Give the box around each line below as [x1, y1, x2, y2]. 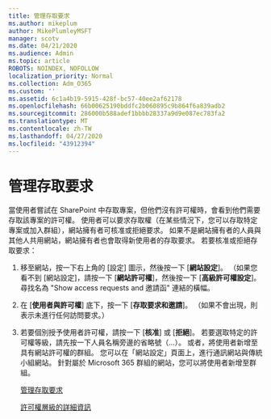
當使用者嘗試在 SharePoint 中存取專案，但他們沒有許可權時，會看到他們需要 [8, 205, 261, 215]
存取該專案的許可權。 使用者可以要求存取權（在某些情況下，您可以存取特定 [8, 215, 258, 225]
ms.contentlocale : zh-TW [8, 125, 92, 133]
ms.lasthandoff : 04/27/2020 [8, 132, 103, 140]
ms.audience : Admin [8, 49, 74, 57]
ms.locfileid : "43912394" [8, 139, 95, 148]
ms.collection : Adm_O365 [8, 79, 92, 87]
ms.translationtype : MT [8, 117, 89, 125]
